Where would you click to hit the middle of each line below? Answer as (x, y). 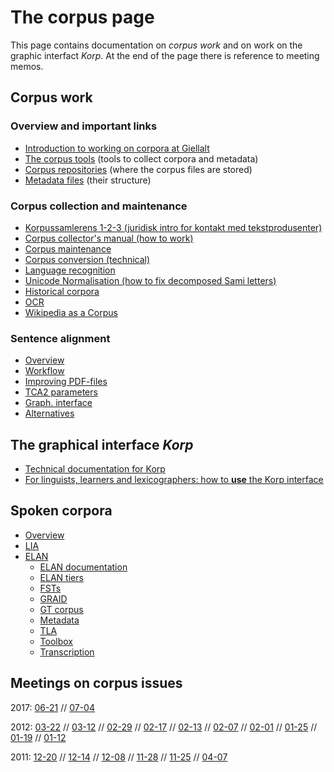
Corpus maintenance (68, 248)
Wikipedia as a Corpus (71, 312)
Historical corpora (62, 291)
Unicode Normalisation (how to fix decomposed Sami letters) (150, 280)
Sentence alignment (60, 338)
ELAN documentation (83, 567)
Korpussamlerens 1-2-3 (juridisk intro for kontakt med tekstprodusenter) (173, 227)
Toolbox (56, 641)
